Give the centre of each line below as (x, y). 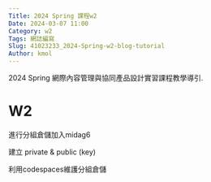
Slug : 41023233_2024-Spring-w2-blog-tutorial (86, 46)
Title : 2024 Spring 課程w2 (53, 16)
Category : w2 (30, 31)
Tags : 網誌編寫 (32, 39)
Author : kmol (30, 54)
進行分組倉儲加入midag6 (50, 134)
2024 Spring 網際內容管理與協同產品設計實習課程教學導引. (106, 78)
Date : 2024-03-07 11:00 (49, 24)
